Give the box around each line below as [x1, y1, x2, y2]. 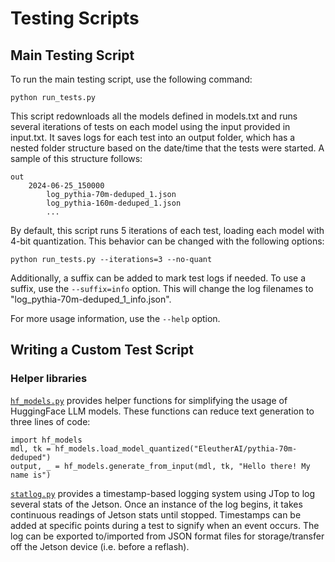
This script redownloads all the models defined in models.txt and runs [10, 110, 298, 122]
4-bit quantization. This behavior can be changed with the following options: [10, 235, 325, 247]
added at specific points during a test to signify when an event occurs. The [10, 519, 320, 531]
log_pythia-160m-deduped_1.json [46, 198, 182, 208]
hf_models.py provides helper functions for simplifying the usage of [10, 394, 288, 406]
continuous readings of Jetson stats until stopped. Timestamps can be [10, 508, 302, 521]
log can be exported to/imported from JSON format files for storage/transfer [10, 530, 325, 542]
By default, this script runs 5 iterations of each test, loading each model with [10, 225, 325, 236]
